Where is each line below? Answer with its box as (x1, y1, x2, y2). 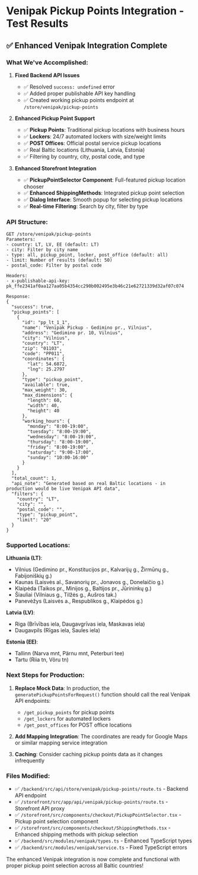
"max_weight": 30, (21, 387, 68, 393)
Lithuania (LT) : (6, 554, 43, 562)
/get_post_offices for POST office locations (23, 721, 132, 728)
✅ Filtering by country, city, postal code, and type (23, 153, 145, 160)
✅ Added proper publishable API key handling (23, 90, 136, 97)
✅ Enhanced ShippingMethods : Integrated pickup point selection (23, 189, 185, 196)
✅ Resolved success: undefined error (23, 83, 116, 90)
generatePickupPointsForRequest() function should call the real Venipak (14, 690, 191, 698)
